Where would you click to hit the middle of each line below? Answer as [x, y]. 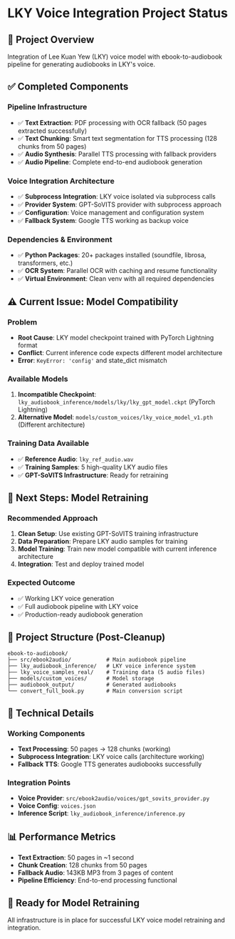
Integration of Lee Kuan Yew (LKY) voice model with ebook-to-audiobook [115, 56]
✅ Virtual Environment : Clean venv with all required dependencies [116, 279]
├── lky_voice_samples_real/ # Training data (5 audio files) [106, 672]
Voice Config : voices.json [57, 806]
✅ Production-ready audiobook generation [80, 614]
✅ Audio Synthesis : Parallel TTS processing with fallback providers [117, 154]
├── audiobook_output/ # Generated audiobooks [92, 685]
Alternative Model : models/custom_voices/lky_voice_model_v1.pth [115, 417]
